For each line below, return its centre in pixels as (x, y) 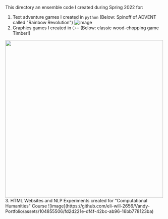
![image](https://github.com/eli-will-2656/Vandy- (99, 206)
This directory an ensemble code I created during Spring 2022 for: (74, 7)
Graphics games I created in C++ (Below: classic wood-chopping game (86, 28)
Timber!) (21, 33)
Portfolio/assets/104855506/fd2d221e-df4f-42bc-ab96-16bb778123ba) (79, 211)
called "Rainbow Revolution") (43, 22)
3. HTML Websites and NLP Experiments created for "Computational (76, 201)
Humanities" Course (26, 206)
